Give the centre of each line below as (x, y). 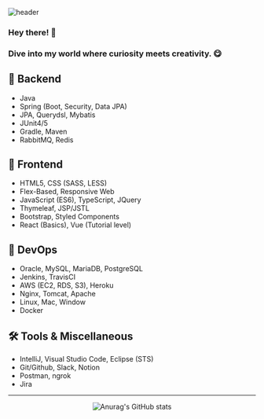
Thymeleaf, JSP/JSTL (55, 208)
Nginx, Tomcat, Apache (58, 294)
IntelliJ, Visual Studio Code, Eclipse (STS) (86, 359)
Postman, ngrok (45, 376)
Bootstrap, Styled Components (70, 217)
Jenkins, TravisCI (48, 277)
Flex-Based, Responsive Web (67, 192)
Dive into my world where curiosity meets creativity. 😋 (115, 53)
